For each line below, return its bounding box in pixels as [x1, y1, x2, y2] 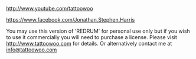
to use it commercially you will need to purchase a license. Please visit [6, 34, 177, 40]
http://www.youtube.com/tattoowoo [6, 5, 93, 12]
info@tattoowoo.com [6, 46, 57, 53]
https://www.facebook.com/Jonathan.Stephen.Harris [6, 16, 135, 23]
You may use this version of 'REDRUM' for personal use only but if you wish [6, 27, 190, 34]
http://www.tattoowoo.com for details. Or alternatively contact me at [6, 40, 172, 47]
